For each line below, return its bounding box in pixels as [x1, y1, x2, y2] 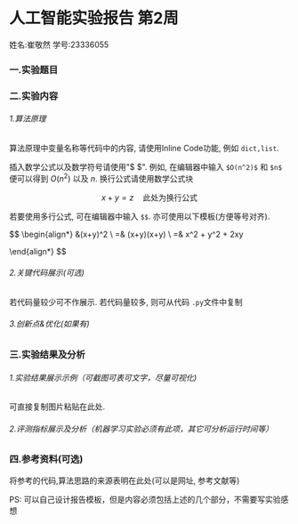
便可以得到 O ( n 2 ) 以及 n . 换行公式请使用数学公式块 [9, 171, 194, 183]
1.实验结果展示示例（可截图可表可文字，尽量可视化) [9, 372, 197, 383]
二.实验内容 [9, 90, 59, 102]
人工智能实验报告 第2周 [9, 8, 180, 28]
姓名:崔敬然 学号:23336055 [9, 39, 109, 50]
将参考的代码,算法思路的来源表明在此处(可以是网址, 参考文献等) [9, 475, 240, 486]
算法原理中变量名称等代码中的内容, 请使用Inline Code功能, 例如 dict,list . [9, 142, 279, 153]
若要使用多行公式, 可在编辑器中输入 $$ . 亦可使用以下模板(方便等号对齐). [9, 211, 270, 222]
